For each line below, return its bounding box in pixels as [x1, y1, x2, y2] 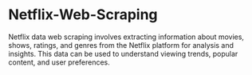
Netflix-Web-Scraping [8, 6, 158, 24]
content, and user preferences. [8, 57, 110, 67]
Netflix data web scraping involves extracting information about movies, [8, 32, 245, 41]
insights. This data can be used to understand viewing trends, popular [8, 49, 238, 58]
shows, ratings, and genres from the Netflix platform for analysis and [8, 40, 234, 49]
